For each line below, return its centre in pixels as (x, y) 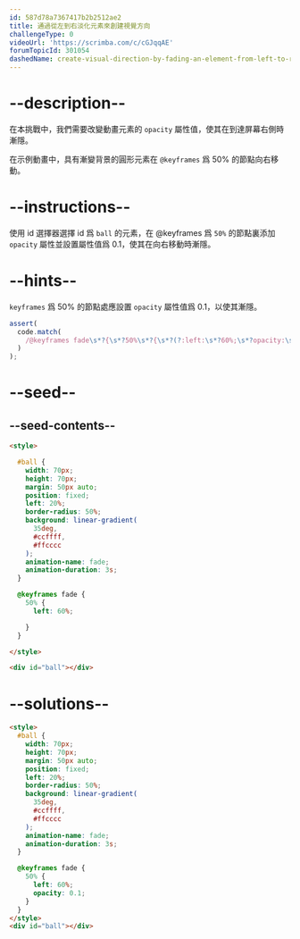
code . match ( (40, 331)
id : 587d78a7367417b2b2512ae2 (66, 17)
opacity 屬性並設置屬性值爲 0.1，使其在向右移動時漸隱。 (112, 244)
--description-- (68, 103)
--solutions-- (59, 704)
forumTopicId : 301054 (50, 51)
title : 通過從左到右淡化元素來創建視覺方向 (80, 26)
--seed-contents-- (62, 425)
